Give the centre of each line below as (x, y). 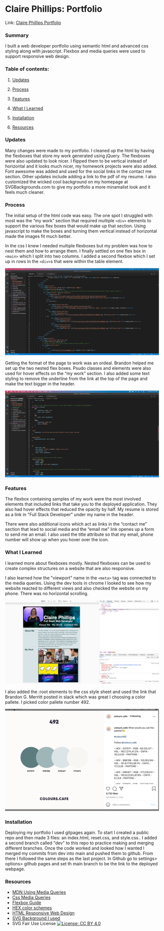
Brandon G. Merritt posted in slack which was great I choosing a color (75, 697)
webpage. (15, 869)
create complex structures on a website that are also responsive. (70, 568)
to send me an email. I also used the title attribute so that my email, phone (79, 534)
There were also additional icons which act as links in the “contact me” (76, 524)
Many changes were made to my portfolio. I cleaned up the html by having (80, 150)
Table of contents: (27, 69)
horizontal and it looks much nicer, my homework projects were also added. (81, 166)
